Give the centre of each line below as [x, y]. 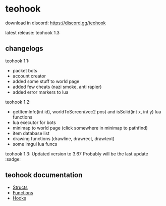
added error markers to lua [40, 92]
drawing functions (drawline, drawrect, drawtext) [64, 138]
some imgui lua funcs [35, 144]
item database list [31, 133]
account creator [29, 76]
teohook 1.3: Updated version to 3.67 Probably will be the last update [77, 154]
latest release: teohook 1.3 [32, 32]
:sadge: [13, 159]
